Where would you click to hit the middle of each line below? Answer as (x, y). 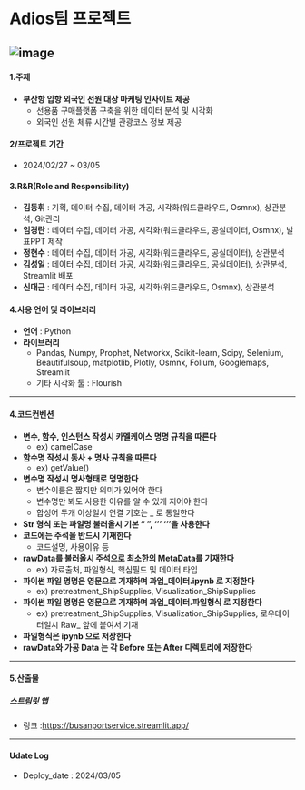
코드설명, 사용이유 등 (73, 546)
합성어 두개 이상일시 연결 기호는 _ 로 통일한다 (115, 512)
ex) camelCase (64, 446)
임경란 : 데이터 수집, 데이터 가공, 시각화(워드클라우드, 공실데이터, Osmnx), (153, 230)
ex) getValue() (63, 467)
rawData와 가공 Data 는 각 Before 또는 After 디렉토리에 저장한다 (137, 647)
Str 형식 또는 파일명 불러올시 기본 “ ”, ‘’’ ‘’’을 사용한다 (116, 523)
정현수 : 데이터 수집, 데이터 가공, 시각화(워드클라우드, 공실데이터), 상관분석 (153, 253)
